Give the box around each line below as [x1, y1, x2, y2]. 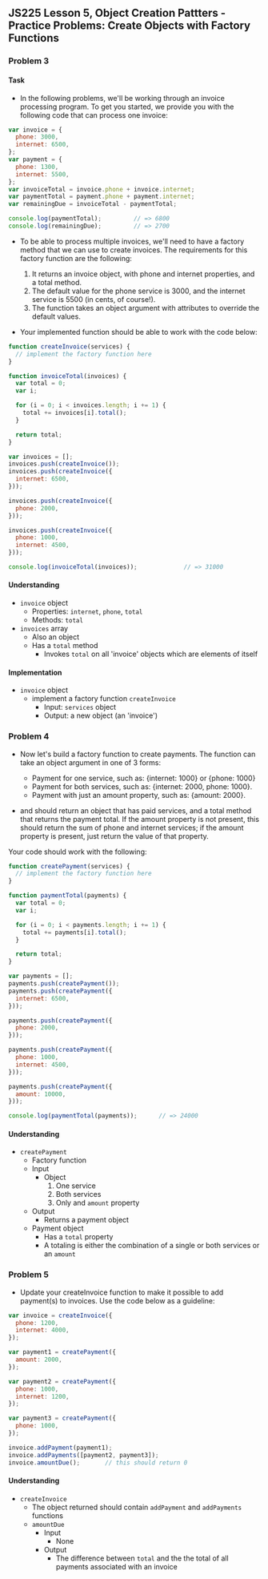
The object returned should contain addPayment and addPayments [31, 1502, 242, 1512]
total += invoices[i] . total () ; [22, 409, 127, 417]
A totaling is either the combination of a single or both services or [43, 1241, 260, 1251]
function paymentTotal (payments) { [8, 892, 127, 900]
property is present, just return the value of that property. [19, 831, 210, 840]
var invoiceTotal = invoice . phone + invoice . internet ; [8, 185, 195, 193]
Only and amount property [55, 1198, 140, 1208]
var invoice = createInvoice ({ [8, 1311, 113, 1319]
